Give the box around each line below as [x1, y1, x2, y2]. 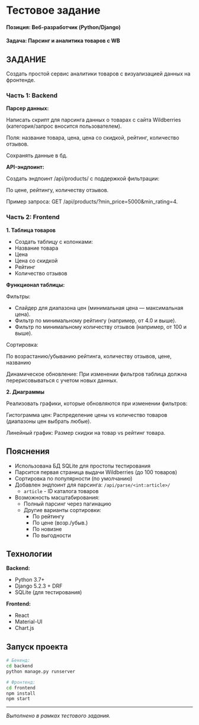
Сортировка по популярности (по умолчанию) [14, 475, 133, 482]
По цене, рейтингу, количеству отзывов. [6, 187, 109, 194]
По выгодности [32, 532, 71, 539]
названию [6, 359, 31, 366]
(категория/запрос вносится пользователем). [6, 123, 122, 130]
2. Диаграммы [6, 388, 44, 396]
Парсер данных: [6, 105, 49, 112]
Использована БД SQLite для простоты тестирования [14, 462, 151, 469]
